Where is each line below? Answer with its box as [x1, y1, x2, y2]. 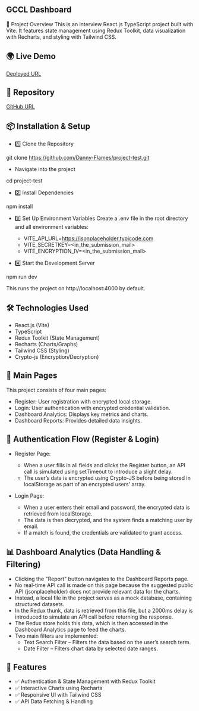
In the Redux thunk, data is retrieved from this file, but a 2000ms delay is [14, 607, 193, 614]
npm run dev [6, 274, 37, 281]
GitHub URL [6, 103, 35, 110]
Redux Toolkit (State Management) [14, 334, 100, 341]
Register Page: [14, 450, 51, 457]
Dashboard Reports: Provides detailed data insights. [14, 417, 143, 424]
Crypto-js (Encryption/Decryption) [14, 353, 99, 361]
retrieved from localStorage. [23, 510, 93, 517]
